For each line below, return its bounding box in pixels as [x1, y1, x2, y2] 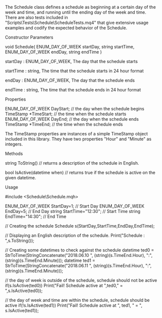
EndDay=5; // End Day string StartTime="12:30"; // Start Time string [5, 209, 141, 214]
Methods [5, 151, 23, 156]
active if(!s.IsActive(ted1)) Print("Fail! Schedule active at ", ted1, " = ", [5, 302, 143, 308]
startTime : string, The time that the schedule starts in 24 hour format [5, 68, 144, 74]
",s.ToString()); [5, 238, 35, 243]
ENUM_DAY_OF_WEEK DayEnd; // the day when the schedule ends [5, 116, 139, 122]
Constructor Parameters [5, 34, 54, 40]
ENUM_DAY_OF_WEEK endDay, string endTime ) [5, 49, 102, 55]
